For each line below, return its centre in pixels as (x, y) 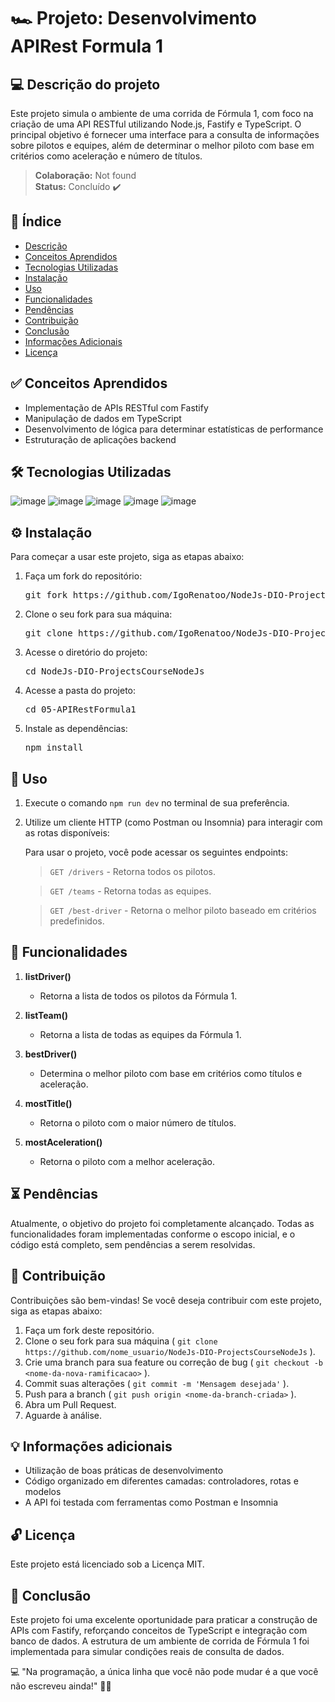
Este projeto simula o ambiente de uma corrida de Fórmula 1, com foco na (162, 113)
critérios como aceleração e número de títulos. (106, 156)
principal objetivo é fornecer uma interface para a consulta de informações (165, 134)
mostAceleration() (63, 1142)
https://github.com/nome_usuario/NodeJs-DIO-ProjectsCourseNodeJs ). (170, 1351)
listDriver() (48, 976)
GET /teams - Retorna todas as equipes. (130, 891)
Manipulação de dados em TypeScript (103, 418)
